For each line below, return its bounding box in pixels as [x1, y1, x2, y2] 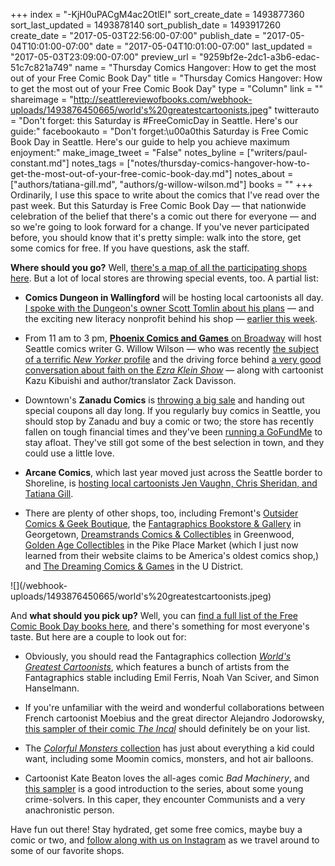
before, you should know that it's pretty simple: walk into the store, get [10, 232, 302, 243]
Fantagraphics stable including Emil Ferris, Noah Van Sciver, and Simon [24, 672, 320, 683]
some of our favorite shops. [10, 845, 125, 856]
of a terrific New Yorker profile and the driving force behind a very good [24, 354, 322, 365]
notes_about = [234, 168, 294, 179]
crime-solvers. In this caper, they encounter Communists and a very [24, 794, 306, 805]
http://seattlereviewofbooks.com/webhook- [73, 94, 253, 105]
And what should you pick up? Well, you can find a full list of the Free [10, 610, 298, 621]
